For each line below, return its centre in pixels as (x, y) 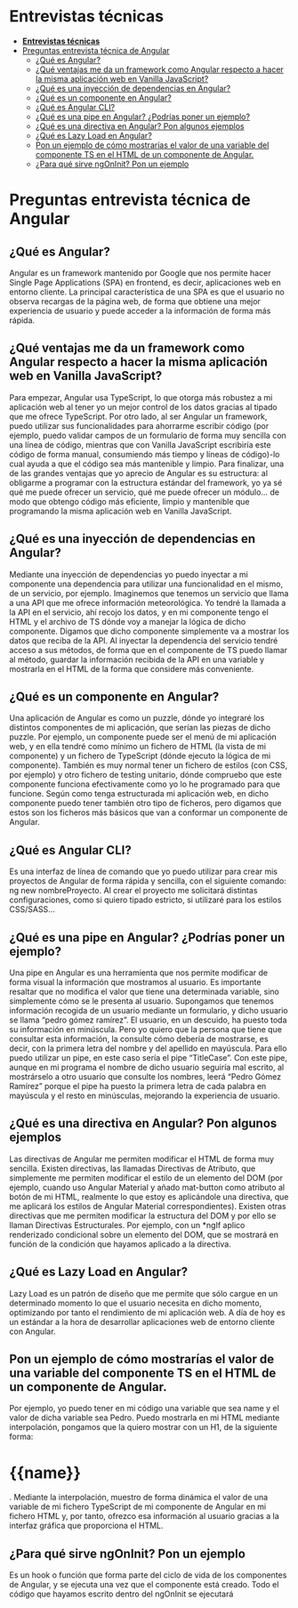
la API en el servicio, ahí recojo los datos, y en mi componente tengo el (139, 612)
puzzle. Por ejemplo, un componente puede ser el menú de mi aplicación (143, 737)
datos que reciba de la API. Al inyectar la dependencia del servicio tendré (144, 640)
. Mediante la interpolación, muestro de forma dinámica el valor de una (139, 1498)
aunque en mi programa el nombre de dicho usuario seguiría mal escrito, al (147, 1067)
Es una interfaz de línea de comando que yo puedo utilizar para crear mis (144, 872)
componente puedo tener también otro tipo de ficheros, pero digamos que (145, 804)
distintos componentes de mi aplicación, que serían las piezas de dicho (140, 728)
